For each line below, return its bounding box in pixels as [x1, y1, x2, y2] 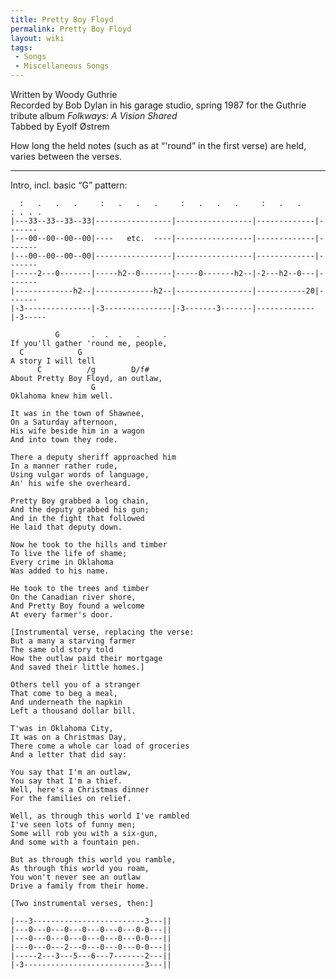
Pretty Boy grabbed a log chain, [10, 496, 150, 506]
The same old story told [10, 645, 114, 655]
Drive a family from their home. [10, 881, 150, 891]
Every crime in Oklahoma [10, 557, 114, 567]
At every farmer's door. [10, 610, 114, 620]
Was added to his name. [10, 566, 110, 576]
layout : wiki [10, 33, 65, 43]
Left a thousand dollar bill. [10, 706, 137, 716]
